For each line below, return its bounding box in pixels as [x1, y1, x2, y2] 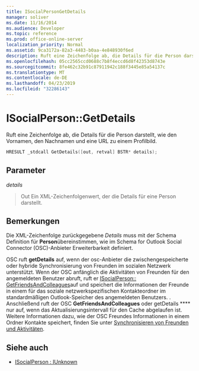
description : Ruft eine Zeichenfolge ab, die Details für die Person [6, 53, 182, 59]
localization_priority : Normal [6, 42, 84, 48]
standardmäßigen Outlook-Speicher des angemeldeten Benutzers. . [6, 294, 171, 301]
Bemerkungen [6, 216, 60, 226]
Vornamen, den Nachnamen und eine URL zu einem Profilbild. [6, 137, 157, 144]
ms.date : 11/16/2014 [6, 20, 57, 26]
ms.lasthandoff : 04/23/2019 [6, 81, 76, 87]
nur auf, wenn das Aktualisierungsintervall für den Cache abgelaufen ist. [6, 306, 182, 313]
